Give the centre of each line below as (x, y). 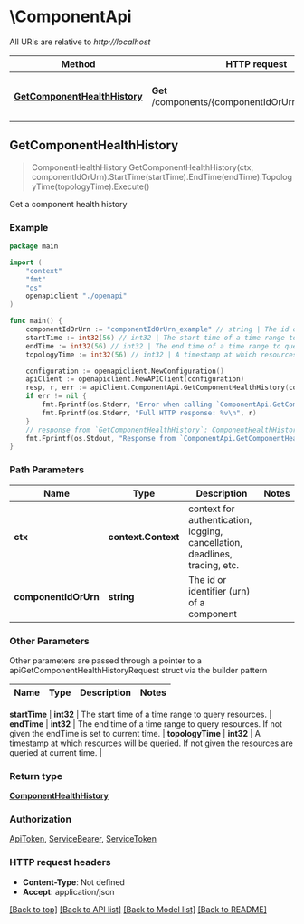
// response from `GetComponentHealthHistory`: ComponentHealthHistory (163, 430)
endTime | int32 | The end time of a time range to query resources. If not (146, 724)
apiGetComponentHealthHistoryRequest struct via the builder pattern (138, 670)
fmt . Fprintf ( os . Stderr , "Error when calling (127, 405)
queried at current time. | (56, 752)
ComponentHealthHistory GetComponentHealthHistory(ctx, (142, 167)
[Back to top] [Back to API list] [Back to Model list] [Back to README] (138, 909)
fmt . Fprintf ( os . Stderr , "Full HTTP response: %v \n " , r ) (149, 413)
